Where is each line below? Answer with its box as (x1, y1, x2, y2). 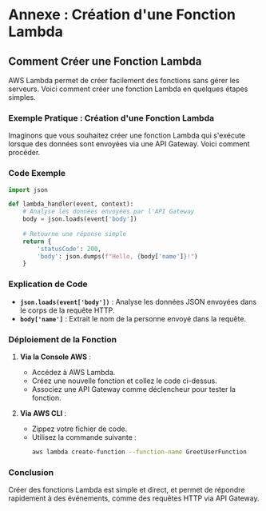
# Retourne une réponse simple (22, 230, 127, 238)
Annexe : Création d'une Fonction (8, 6, 236, 24)
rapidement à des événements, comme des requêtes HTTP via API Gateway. (8, 493, 260, 503)
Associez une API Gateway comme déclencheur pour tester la (31, 384, 236, 393)
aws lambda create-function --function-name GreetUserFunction (31, 448, 248, 456)
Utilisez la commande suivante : (31, 432, 137, 441)
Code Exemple (8, 168, 66, 179)
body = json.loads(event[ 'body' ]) (22, 215, 137, 223)
